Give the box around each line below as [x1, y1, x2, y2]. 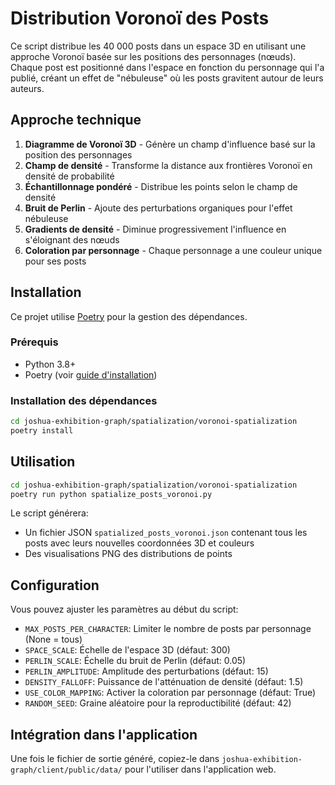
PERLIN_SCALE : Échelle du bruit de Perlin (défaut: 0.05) [24, 655, 247, 667]
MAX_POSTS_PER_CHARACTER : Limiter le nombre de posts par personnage [24, 623, 312, 635]
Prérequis [10, 335, 59, 349]
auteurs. [10, 82, 45, 94]
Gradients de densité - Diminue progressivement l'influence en [24, 223, 287, 235]
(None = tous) [24, 633, 83, 646]
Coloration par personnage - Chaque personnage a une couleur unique [24, 244, 323, 256]
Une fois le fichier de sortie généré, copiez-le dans [10, 753, 220, 765]
